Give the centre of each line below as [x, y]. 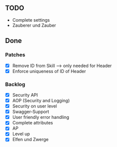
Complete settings [31, 20]
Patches [15, 55]
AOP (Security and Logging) [41, 100]
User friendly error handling [41, 117]
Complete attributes [32, 123]
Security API [25, 95]
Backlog [15, 84]
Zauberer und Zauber [34, 25]
